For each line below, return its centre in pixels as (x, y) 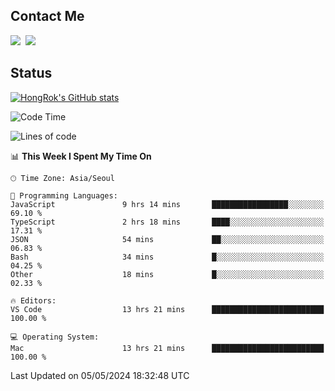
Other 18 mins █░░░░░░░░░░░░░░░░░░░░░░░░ (167, 274)
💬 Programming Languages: (64, 195)
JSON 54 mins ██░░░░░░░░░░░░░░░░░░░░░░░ (167, 239)
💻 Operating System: (55, 337)
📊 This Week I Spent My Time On (81, 156)
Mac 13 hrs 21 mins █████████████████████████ (167, 348)
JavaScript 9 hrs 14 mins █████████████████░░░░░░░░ (167, 204)
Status (31, 73)
